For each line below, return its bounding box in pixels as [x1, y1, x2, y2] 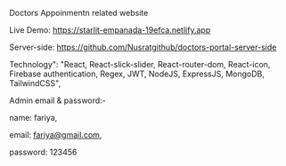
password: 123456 [9, 146, 78, 157]
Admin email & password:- [9, 95, 107, 106]
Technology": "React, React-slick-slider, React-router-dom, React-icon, [9, 59, 271, 69]
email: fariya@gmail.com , [9, 130, 102, 140]
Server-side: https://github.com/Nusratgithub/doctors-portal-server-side [9, 42, 277, 52]
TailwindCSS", [9, 78, 61, 88]
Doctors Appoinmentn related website [9, 8, 149, 18]
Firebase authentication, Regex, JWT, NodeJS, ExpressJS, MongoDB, [9, 68, 266, 79]
